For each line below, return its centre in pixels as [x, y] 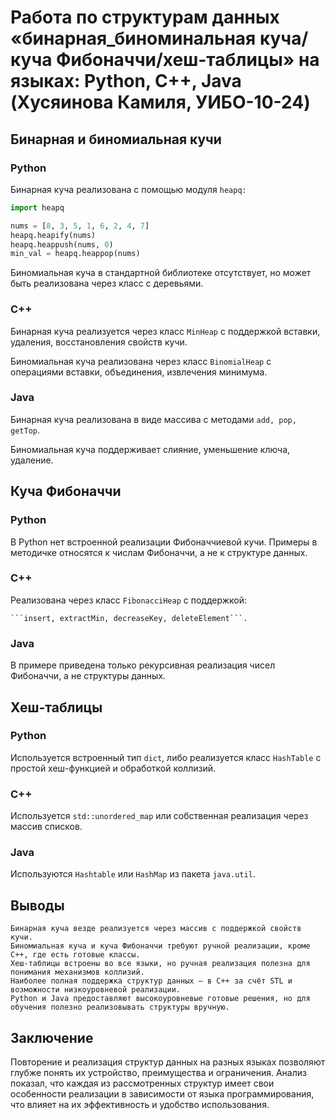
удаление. [32, 460]
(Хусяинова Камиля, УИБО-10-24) [160, 102]
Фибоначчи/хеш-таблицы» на [188, 60]
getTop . [25, 430]
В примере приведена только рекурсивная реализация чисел [143, 665]
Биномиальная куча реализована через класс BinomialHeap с [141, 361]
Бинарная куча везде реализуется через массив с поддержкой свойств [156, 929]
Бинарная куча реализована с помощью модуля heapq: [128, 189]
